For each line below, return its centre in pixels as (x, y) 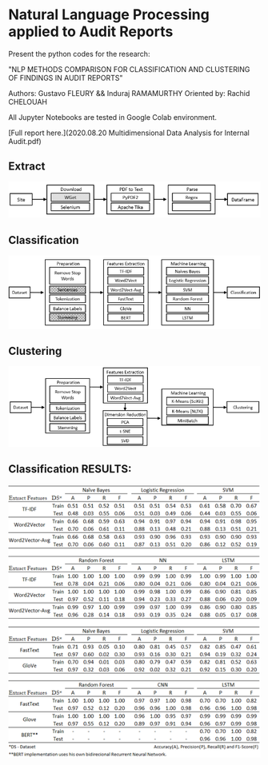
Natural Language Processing (109, 15)
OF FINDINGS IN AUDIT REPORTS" (66, 78)
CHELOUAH (28, 102)
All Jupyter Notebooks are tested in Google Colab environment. (113, 117)
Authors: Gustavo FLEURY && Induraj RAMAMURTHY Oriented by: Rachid (129, 93)
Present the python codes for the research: (79, 54)
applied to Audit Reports (91, 32)
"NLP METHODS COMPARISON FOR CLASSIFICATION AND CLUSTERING (129, 69)
